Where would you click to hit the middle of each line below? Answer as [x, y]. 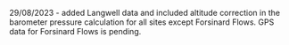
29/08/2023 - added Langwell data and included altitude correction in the [145, 13]
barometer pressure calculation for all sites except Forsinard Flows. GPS [142, 22]
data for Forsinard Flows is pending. [75, 31]
